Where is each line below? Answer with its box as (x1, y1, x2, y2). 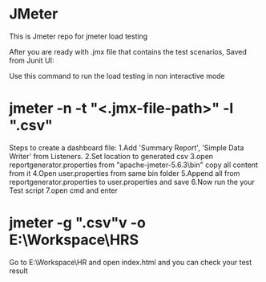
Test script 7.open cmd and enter (9, 186, 119, 195)
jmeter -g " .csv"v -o (9, 214, 147, 232)
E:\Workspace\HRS (9, 231, 139, 249)
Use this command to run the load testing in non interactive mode (9, 71, 225, 80)
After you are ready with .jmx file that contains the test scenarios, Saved (9, 47, 248, 56)
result (9, 266, 29, 276)
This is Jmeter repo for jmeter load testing (9, 31, 148, 41)
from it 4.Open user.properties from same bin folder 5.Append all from (9, 168, 240, 178)
